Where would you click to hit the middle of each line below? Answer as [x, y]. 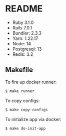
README [24, 9]
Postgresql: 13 [27, 49]
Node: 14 [22, 43]
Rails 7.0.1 [22, 27]
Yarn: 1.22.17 [25, 38]
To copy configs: [22, 101]
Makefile [19, 70]
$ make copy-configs [27, 110]
